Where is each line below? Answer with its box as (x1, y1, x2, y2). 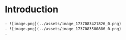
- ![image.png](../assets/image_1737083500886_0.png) (5, 26, 122, 31)
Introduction (5, 4, 59, 15)
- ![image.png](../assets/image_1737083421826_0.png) (5, 21, 122, 26)
